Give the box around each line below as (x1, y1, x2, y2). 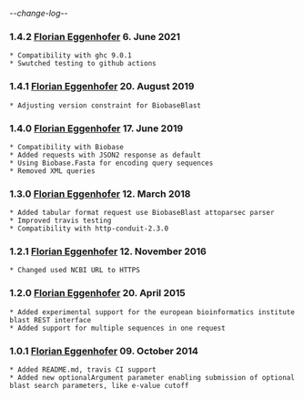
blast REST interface (9, 315, 92, 324)
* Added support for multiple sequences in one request (9, 323, 226, 332)
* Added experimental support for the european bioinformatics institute (9, 307, 296, 317)
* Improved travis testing (9, 216, 112, 226)
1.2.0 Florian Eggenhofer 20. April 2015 (9, 287, 186, 300)
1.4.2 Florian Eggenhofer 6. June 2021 (9, 30, 180, 43)
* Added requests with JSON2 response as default (9, 150, 202, 159)
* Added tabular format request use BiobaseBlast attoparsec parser (9, 209, 275, 218)
